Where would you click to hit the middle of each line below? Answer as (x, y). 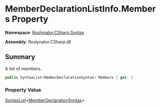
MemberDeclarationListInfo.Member (80, 9)
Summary (20, 57)
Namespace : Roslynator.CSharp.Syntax (45, 32)
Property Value (23, 90)
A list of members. (23, 68)
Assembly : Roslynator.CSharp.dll (38, 41)
